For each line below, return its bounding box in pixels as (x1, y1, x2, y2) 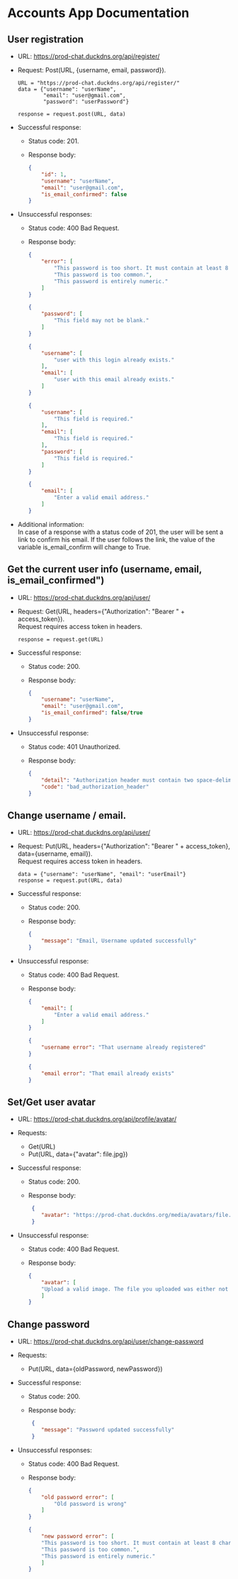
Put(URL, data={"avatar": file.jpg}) (28, 1150, 128, 1159)
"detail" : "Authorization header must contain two (41, 776, 193, 784)
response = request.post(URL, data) (17, 111, 126, 118)
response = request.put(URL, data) (17, 877, 123, 885)
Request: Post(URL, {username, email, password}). (17, 66, 166, 74)
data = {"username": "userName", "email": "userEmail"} (17, 871, 186, 878)
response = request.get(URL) (17, 635, 104, 643)
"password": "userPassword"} (43, 98, 130, 105)
